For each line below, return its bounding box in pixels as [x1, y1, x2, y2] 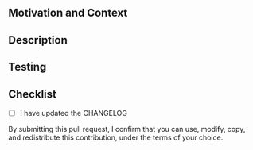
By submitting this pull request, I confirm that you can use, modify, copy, [8, 125, 246, 134]
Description [8, 33, 68, 47]
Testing [8, 60, 47, 74]
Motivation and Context [8, 6, 128, 20]
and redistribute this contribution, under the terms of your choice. [8, 133, 224, 142]
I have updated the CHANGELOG [19, 108, 127, 117]
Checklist [8, 87, 57, 101]
